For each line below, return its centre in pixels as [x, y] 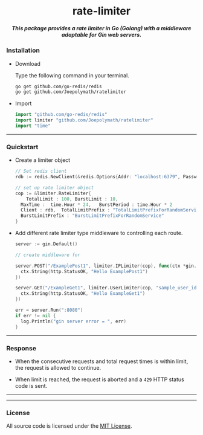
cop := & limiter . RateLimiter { [53, 193]
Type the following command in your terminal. [72, 75]
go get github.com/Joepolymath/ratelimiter [71, 92]
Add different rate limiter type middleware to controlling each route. [99, 233]
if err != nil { [35, 315]
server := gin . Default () [46, 244]
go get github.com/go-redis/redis [58, 86]
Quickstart [22, 147]
